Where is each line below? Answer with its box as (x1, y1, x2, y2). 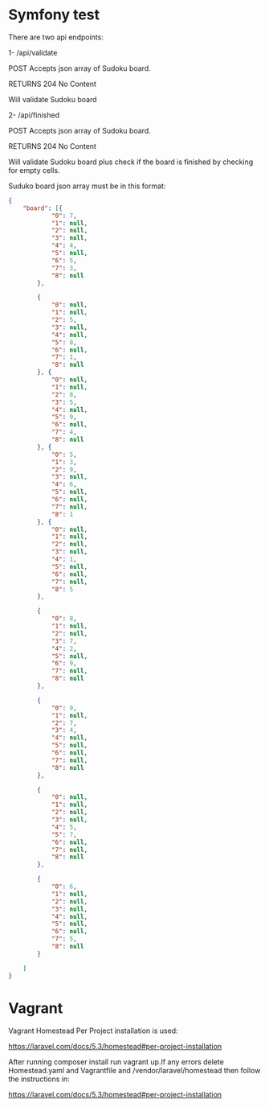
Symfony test (8, 6, 100, 24)
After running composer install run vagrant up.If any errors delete (8, 1056, 225, 1067)
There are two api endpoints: (8, 32, 104, 42)
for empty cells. (8, 165, 60, 175)
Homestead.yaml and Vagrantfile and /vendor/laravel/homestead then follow (8, 1065, 261, 1075)
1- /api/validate (8, 47, 58, 57)
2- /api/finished (8, 110, 60, 120)
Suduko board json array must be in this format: (8, 181, 166, 191)
